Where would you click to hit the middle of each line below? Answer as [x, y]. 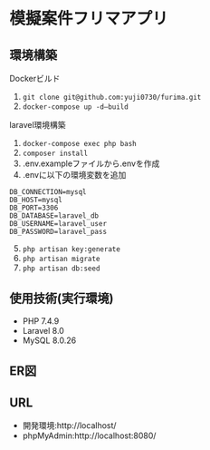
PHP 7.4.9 [41, 321]
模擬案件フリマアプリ [89, 19]
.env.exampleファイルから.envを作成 [91, 163]
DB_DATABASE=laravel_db [54, 216]
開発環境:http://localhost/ [69, 426]
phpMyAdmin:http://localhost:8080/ [89, 435]
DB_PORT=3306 [34, 208]
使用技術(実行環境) [62, 299]
